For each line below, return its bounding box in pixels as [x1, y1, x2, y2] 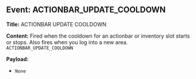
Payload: [6, 55, 29, 62]
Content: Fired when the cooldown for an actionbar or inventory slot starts [6, 32, 190, 39]
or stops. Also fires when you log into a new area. [6, 38, 128, 45]
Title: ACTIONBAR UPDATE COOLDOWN [6, 20, 106, 28]
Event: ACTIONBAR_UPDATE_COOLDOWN [6, 5, 166, 15]
